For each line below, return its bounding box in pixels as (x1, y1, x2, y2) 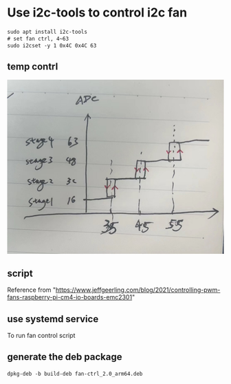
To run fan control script (7, 331, 76, 339)
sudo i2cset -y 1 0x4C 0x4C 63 (7, 42, 97, 49)
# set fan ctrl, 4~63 (7, 35, 69, 42)
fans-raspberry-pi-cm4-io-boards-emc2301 (7, 293, 133, 301)
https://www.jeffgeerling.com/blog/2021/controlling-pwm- (55, 286, 221, 294)
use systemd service (7, 313, 99, 325)
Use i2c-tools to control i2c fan (7, 5, 188, 21)
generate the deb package (7, 351, 122, 363)
